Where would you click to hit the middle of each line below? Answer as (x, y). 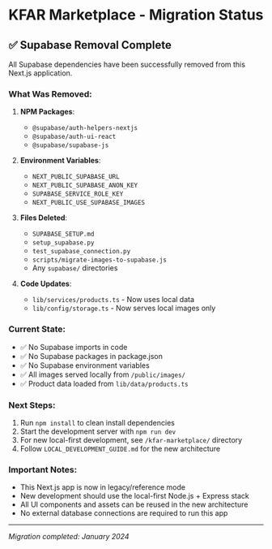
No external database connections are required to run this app (124, 513)
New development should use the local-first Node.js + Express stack (134, 496)
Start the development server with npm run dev (98, 431)
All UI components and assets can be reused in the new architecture (134, 504)
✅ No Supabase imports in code (74, 347)
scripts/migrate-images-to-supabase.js (100, 260)
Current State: (37, 329)
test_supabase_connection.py (81, 252)
